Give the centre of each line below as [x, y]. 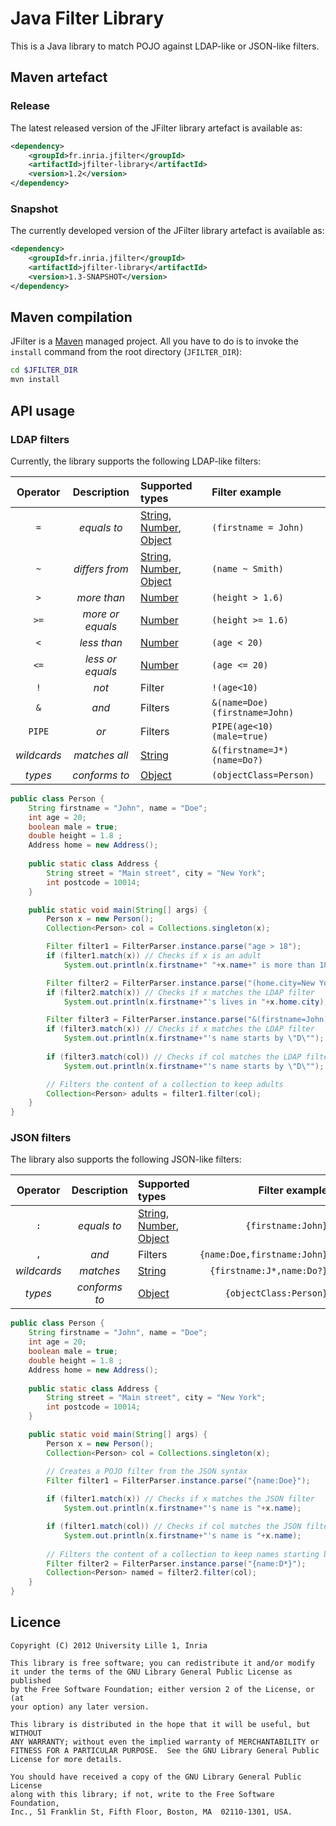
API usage [42, 410]
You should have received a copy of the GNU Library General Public [156, 1777]
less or [100, 659]
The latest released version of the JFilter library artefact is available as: [156, 128]
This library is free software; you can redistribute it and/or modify [162, 1663]
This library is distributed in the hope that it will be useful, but [160, 1724]
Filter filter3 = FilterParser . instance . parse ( [147, 1020]
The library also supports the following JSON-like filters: [126, 1159]
